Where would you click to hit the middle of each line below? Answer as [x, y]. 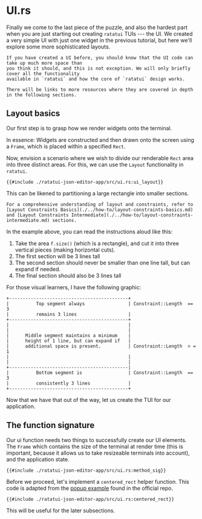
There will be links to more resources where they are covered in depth [100, 89]
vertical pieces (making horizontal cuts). [65, 250]
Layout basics [33, 114]
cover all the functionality [43, 73]
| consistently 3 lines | [69, 383]
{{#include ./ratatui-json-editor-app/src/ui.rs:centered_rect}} [90, 499]
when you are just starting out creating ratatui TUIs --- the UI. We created [99, 33]
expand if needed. [38, 269]
